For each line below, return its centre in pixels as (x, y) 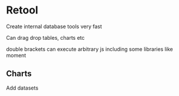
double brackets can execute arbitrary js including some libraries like (90, 49)
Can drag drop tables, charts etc (46, 37)
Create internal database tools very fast (54, 26)
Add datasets (22, 88)
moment (16, 55)
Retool (22, 10)
